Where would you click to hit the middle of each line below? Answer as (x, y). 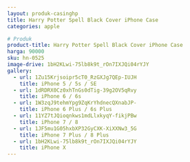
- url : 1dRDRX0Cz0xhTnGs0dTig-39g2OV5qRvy (75, 90)
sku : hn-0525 (26, 58)
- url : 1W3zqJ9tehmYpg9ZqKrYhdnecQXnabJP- (75, 103)
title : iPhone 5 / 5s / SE (58, 83)
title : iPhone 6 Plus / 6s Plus (66, 110)
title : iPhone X (43, 148)
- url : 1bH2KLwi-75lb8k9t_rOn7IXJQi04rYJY (75, 141)
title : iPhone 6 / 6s (50, 97)
